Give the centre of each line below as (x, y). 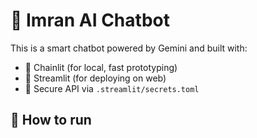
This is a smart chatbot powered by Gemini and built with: (129, 48)
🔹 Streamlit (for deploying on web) (95, 78)
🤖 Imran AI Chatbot (90, 20)
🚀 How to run (51, 120)
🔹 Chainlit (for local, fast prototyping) (101, 67)
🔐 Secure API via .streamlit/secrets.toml (112, 88)
